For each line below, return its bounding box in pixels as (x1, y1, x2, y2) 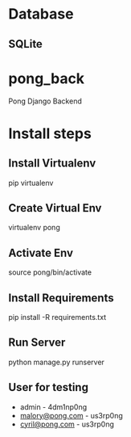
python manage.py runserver (8, 357, 104, 367)
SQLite (8, 37, 43, 51)
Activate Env (8, 246, 74, 259)
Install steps (8, 124, 92, 142)
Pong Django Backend (8, 96, 82, 106)
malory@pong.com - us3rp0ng (19, 410, 123, 420)
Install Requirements (8, 291, 114, 305)
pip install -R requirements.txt (8, 312, 107, 321)
